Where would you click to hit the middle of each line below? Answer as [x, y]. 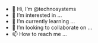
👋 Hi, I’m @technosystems [44, 9]
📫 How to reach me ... [39, 34]
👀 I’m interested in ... [37, 15]
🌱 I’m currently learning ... [43, 21]
